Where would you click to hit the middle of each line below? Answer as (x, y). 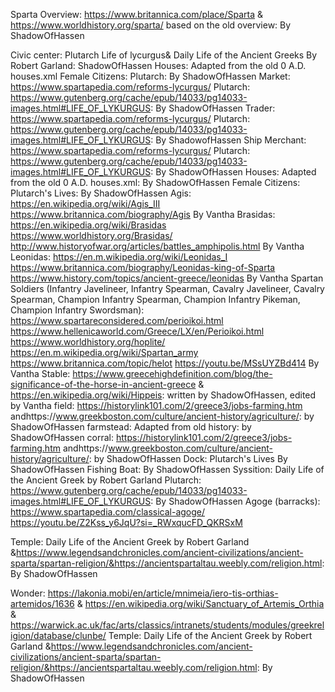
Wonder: (28, 593)
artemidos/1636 (42, 603)
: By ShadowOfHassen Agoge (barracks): (235, 501)
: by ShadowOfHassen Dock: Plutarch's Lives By (188, 458)
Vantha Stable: (40, 373)
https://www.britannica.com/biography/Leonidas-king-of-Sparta (143, 267)
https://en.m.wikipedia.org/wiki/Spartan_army (104, 352)
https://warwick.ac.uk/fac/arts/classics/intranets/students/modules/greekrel (167, 625)
